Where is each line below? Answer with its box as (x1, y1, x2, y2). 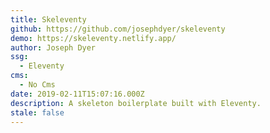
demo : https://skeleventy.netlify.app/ (10, 33, 177, 43)
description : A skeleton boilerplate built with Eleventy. (10, 98, 262, 108)
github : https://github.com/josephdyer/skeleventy (10, 24, 226, 34)
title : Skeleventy (10, 14, 87, 25)
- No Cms (19, 80, 56, 90)
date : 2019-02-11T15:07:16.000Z (10, 89, 145, 99)
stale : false (10, 107, 65, 118)
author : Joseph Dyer (10, 42, 97, 53)
